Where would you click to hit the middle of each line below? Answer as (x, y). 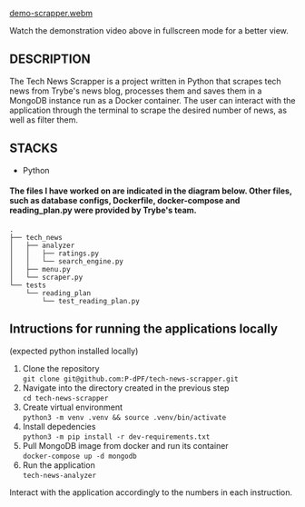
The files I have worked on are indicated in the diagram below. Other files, (151, 191)
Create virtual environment (73, 407)
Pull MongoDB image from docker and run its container (125, 445)
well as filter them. (44, 119)
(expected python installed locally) (74, 351)
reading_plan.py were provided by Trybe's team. (103, 210)
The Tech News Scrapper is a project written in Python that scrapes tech (145, 81)
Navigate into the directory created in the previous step (126, 388)
